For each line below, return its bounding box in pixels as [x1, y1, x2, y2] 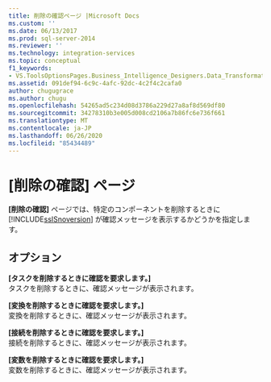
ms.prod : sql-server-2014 [8, 34, 95, 43]
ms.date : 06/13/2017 [8, 27, 78, 35]
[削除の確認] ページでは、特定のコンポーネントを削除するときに [8, 205, 221, 214]
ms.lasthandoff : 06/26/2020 [8, 131, 103, 139]
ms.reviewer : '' [8, 42, 63, 50]
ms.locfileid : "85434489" [8, 139, 95, 147]
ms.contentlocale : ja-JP [8, 124, 92, 132]
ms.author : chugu [8, 94, 67, 102]
